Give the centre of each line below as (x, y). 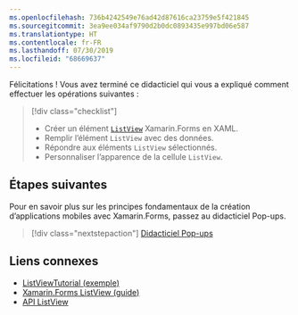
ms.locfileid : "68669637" (57, 59)
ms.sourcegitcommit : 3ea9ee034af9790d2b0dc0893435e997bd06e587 (129, 26)
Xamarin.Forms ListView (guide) (81, 292)
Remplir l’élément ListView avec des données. (129, 138)
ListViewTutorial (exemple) (71, 283)
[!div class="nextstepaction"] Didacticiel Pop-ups (122, 233)
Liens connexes (54, 261)
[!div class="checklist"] (74, 111)
